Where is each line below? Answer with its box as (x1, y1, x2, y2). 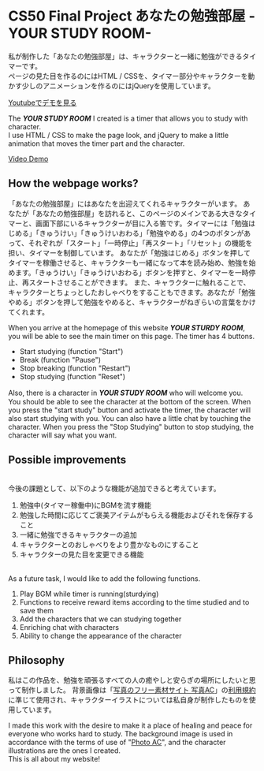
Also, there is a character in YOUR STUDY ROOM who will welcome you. (8, 388, 244, 397)
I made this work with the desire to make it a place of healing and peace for (8, 721, 253, 730)
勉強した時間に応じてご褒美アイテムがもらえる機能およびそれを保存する (19, 510, 254, 520)
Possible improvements (8, 453, 127, 467)
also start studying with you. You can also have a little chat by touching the (8, 413, 251, 423)
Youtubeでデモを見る (8, 98, 77, 107)
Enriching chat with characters (19, 622, 120, 631)
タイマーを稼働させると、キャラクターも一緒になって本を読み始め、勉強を (8, 258, 250, 267)
